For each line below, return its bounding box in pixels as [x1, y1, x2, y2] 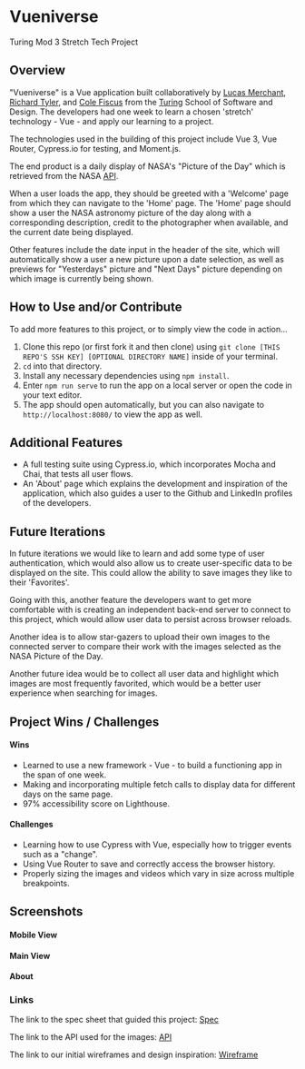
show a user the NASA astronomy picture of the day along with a [9, 207, 251, 218]
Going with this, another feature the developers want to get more [9, 595, 252, 606]
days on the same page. [22, 788, 113, 799]
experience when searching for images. [9, 688, 158, 698]
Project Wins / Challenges [9, 714, 160, 729]
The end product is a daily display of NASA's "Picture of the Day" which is [9, 161, 286, 172]
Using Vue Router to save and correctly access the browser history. [22, 858, 276, 869]
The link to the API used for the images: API [9, 1032, 172, 1043]
